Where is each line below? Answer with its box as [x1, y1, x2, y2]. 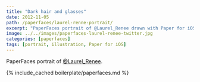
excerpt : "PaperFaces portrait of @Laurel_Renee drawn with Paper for [6, 25, 185, 31]
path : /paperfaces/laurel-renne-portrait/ [6, 19, 113, 25]
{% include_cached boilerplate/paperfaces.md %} [6, 69, 129, 76]
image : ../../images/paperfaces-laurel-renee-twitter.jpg [6, 31, 153, 37]
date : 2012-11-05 [6, 14, 49, 20]
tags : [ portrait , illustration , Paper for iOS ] [6, 42, 127, 48]
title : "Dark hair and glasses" [6, 8, 86, 15]
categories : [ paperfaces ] [6, 36, 70, 42]
